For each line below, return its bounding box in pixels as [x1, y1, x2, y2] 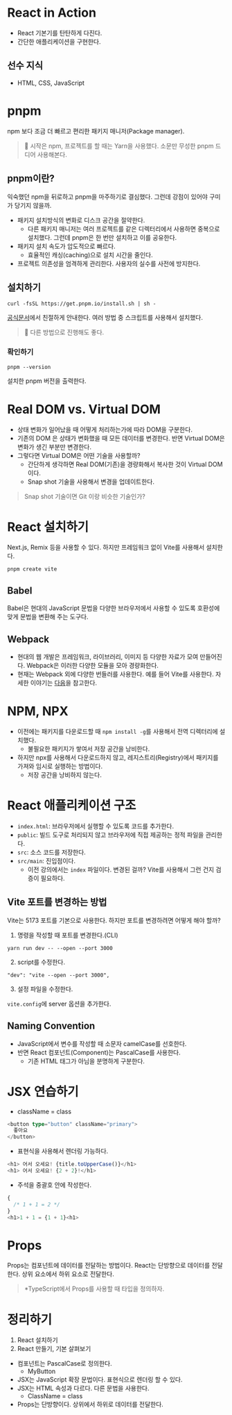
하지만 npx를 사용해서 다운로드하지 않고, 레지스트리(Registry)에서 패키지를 [17, 753, 219, 762]
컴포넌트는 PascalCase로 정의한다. [17, 1359, 112, 1368]
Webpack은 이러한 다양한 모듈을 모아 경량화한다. [26, 662, 159, 670]
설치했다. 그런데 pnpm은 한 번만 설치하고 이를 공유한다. [27, 233, 177, 241]
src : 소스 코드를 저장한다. [17, 848, 87, 856]
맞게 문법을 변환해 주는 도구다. [7, 613, 89, 621]
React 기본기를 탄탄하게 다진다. [17, 28, 102, 37]
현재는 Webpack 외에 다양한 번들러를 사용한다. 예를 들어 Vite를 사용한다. [17, 670, 215, 678]
